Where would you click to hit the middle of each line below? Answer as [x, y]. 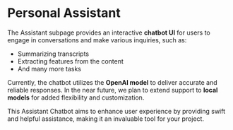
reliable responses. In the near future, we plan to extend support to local [113, 90]
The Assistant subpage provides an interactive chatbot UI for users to [109, 32]
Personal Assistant [64, 13]
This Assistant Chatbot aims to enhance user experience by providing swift [116, 111]
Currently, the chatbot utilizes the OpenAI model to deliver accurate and [112, 82]
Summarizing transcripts [53, 54]
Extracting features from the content [70, 61]
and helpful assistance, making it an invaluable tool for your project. [106, 119]
